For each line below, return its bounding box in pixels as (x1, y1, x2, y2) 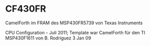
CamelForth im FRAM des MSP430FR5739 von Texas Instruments (5, 20, 143, 26)
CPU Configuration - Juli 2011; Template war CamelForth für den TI (5, 29, 145, 35)
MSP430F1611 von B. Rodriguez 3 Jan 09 (5, 35, 92, 41)
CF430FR (5, 3, 46, 15)
